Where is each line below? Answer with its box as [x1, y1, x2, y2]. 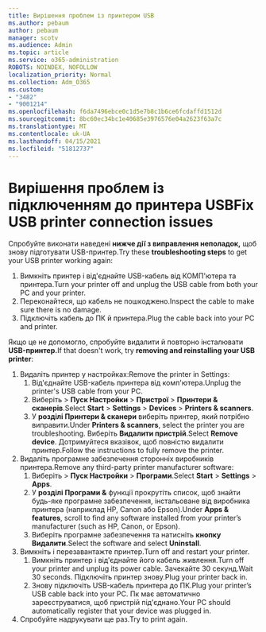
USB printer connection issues [8, 212, 214, 231]
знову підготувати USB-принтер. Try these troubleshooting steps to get [8, 247, 248, 257]
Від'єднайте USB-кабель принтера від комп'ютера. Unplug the [31, 378, 241, 388]
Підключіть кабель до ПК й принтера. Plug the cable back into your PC [19, 313, 255, 323]
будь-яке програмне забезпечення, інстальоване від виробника [31, 496, 250, 506]
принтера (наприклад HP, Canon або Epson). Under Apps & [31, 505, 229, 514]
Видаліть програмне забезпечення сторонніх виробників [19, 454, 214, 463]
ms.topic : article [8, 48, 69, 56]
